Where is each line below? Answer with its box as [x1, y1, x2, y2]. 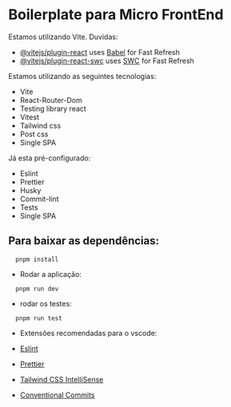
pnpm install [15, 255, 59, 263]
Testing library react [19, 104, 86, 113]
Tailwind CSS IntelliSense [19, 374, 104, 384]
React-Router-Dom [19, 95, 82, 105]
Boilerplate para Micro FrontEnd [8, 6, 224, 24]
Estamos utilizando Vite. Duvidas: [8, 32, 118, 41]
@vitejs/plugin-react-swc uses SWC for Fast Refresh [19, 56, 194, 65]
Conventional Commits [19, 389, 95, 400]
